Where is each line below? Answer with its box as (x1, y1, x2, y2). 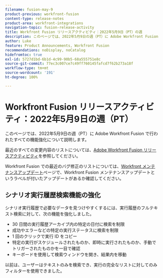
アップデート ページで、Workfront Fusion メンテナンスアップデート (17, 169, 151, 175)
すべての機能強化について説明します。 (13, 136, 89, 142)
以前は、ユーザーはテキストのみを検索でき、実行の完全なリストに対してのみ (5, 262, 158, 267)
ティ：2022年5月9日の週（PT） (5, 114, 133, 124)
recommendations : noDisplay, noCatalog (5, 48, 86, 52)
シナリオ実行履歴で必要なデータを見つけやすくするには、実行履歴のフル (5, 205, 149, 211)
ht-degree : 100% (5, 75, 38, 80)
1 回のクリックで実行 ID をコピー (12, 233, 78, 239)
